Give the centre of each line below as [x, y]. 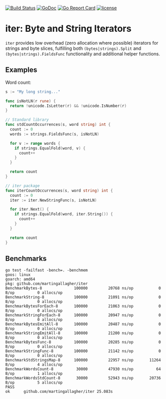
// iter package [22, 186]
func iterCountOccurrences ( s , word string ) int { [59, 191]
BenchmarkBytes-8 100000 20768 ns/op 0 [83, 288]
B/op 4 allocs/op [34, 365]
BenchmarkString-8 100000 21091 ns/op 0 [83, 297]
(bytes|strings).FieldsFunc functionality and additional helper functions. [83, 53]
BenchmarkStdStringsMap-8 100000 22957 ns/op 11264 [83, 360]
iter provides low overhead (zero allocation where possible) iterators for [82, 43]
